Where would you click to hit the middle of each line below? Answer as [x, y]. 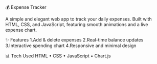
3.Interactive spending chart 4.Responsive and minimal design [71, 46]
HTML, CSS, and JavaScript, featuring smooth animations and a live [77, 24]
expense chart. [21, 30]
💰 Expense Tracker [26, 7]
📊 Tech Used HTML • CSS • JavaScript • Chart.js [58, 56]
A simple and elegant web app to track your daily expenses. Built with [78, 19]
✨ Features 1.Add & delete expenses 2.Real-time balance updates [74, 40]
